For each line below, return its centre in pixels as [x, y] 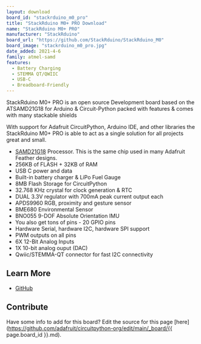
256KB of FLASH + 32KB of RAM [56, 164]
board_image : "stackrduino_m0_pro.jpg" [57, 46]
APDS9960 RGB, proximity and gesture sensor [73, 203]
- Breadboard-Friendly [40, 85]
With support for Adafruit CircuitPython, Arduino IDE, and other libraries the [101, 127]
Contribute [27, 307]
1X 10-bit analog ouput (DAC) [51, 248]
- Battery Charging [36, 68]
